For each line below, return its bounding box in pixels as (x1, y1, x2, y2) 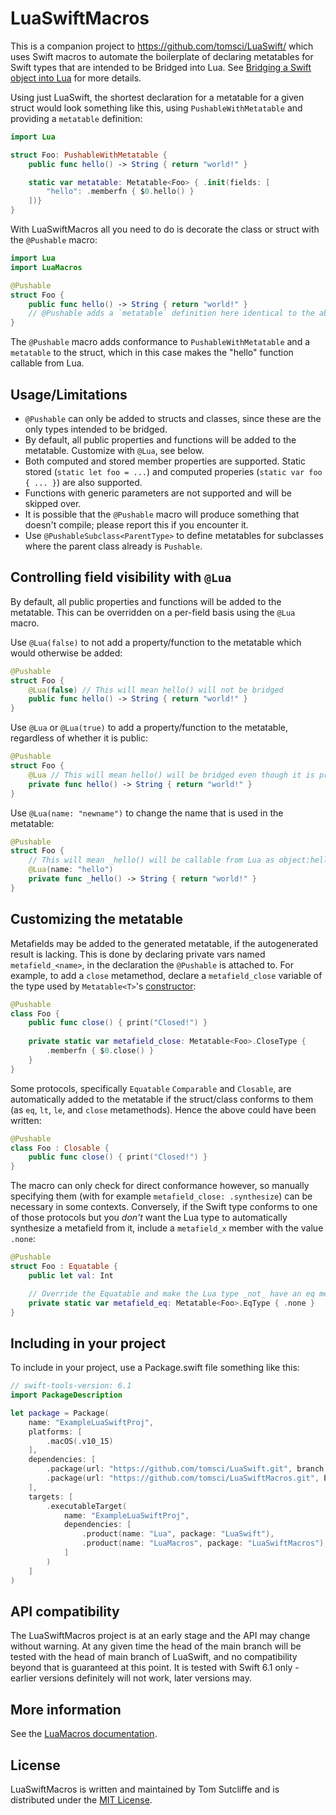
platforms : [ (28, 1427, 83, 1437)
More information (10, 1701, 122, 1718)
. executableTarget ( (46, 1501, 128, 1511)
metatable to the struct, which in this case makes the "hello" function (10, 347, 294, 359)
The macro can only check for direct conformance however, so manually (10, 1180, 310, 1192)
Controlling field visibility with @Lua (10, 569, 232, 586)
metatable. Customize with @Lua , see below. (24, 445, 205, 456)
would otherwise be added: (10, 647, 123, 659)
